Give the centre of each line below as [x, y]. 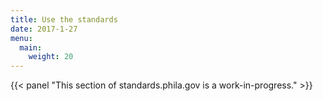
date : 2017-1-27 [44, 29]
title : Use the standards [64, 19]
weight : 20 [51, 57]
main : [31, 47]
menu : [21, 38]
